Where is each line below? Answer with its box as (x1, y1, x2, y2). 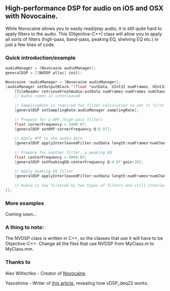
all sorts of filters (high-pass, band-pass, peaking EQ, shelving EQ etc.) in (5, 36, 158, 42)
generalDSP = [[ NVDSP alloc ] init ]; (5, 70, 82, 75)
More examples (5, 199, 45, 206)
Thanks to (5, 259, 31, 266)
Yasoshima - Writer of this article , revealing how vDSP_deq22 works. (5, 280, 149, 286)
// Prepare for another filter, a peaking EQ (14, 150, 112, 155)
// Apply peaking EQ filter (14, 169, 73, 174)
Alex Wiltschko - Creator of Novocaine (5, 270, 86, 276)
